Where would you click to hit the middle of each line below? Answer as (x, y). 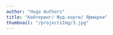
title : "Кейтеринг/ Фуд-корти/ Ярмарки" (57, 17)
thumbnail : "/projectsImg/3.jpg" (48, 23)
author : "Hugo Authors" (36, 12)
